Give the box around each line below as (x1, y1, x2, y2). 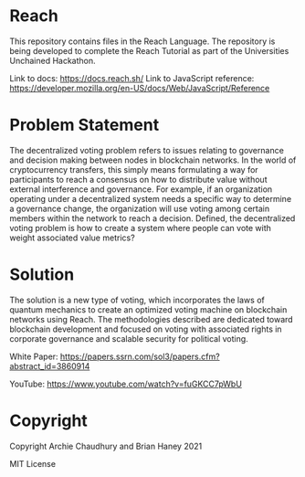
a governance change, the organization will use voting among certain (9, 203, 270, 214)
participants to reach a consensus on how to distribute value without (9, 174, 268, 185)
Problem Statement (9, 115, 160, 135)
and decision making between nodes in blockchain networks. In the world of (9, 154, 297, 165)
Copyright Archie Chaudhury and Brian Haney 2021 (9, 440, 203, 451)
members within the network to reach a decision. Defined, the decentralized (9, 212, 296, 224)
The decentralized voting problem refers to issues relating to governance (9, 144, 285, 155)
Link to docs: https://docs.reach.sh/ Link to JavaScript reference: (9, 72, 255, 83)
